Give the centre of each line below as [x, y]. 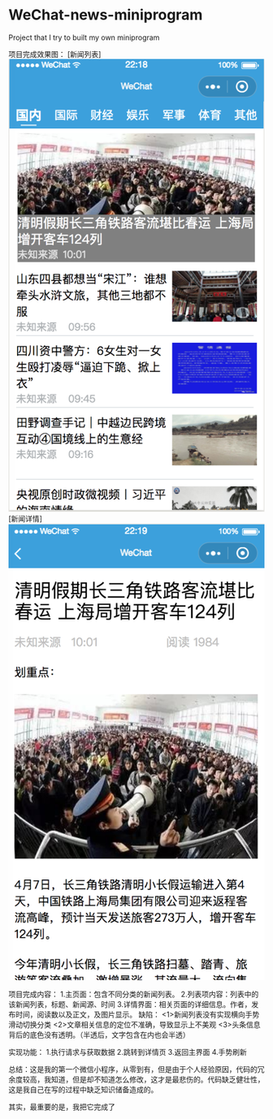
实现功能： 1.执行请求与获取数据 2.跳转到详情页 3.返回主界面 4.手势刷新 [128, 1052]
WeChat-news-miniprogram [106, 15]
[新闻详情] [26, 519]
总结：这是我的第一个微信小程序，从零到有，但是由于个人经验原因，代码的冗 [136, 1069]
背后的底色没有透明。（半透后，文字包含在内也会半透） [99, 1035]
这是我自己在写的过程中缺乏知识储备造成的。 [83, 1090]
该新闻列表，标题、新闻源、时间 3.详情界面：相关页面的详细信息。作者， [130, 1005]
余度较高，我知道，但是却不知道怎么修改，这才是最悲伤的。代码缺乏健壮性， [136, 1080]
